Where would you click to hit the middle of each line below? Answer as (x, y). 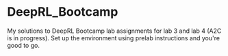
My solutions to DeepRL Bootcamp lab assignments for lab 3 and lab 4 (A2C (114, 31)
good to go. (23, 45)
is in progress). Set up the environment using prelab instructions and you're (114, 38)
